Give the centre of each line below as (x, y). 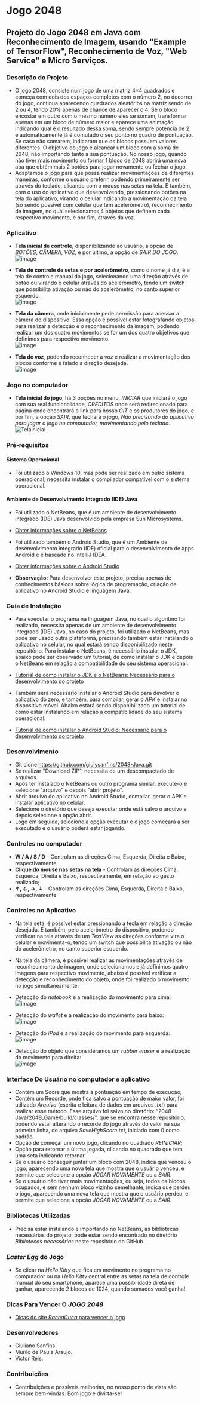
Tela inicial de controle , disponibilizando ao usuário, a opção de (94, 246)
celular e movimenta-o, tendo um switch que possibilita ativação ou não (103, 942)
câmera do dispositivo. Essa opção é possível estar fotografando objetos (104, 320)
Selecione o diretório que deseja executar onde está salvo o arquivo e (101, 809)
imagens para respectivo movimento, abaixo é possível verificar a (96, 973)
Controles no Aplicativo (41, 910)
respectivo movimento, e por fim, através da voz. (75, 217)
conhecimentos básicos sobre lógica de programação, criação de (96, 584)
